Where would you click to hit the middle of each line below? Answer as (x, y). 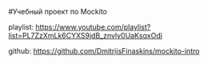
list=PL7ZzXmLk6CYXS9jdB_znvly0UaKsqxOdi (85, 36)
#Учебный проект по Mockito (58, 12)
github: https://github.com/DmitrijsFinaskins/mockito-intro (104, 51)
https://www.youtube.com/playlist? (93, 27)
